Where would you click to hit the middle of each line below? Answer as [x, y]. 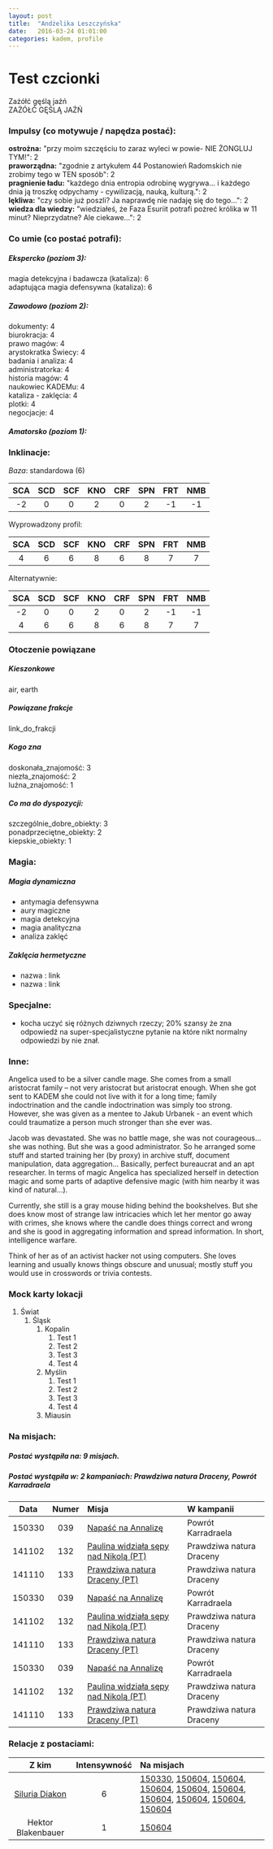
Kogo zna [25, 747]
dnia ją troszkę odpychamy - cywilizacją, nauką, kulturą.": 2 [108, 192]
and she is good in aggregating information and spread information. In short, [136, 1231]
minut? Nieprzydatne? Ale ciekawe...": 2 [75, 218]
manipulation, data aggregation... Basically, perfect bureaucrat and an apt [131, 1164]
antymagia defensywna [59, 902]
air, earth [24, 689]
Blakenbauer [40, 1832]
